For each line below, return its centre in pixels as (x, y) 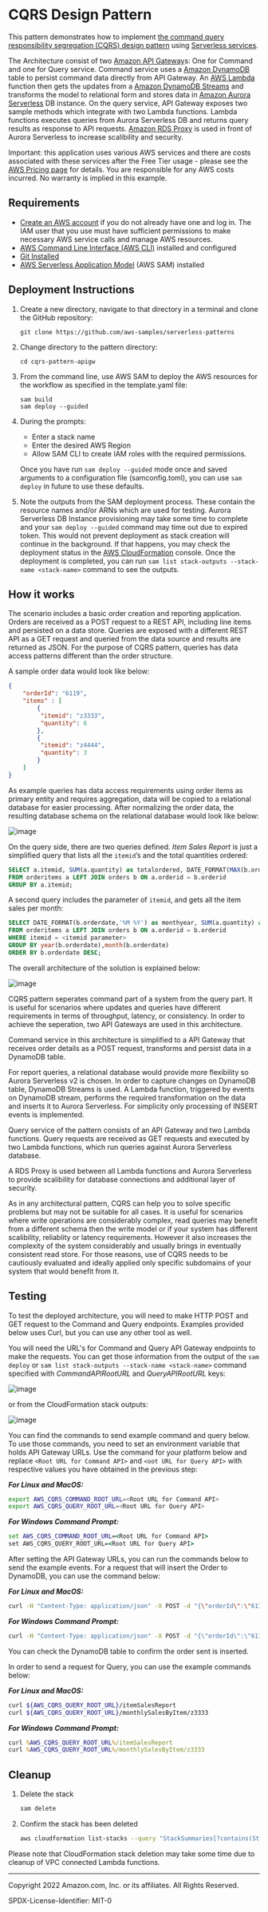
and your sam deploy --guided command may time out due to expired (134, 527)
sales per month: (36, 908)
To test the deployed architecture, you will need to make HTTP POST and (128, 1315)
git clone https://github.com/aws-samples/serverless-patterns (127, 332)
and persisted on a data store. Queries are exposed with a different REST (128, 630)
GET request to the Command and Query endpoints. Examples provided (126, 1324)
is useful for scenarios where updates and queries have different (114, 1007)
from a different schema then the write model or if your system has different (133, 1229)
